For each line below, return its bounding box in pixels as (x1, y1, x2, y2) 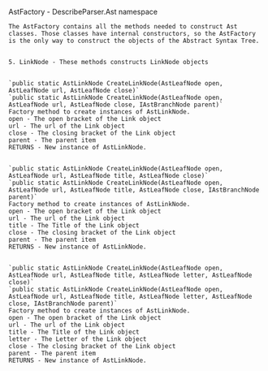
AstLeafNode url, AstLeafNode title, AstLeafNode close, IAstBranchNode (8, 186, 260, 194)
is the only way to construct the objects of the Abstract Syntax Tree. (8, 37, 260, 45)
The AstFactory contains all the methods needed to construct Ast (8, 23, 238, 31)
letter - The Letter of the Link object (8, 335, 148, 343)
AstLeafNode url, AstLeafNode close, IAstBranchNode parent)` (8, 101, 223, 109)
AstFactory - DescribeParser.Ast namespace (8, 7, 158, 16)
